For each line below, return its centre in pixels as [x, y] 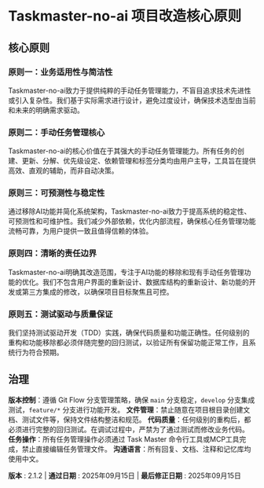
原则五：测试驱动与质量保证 [60, 314]
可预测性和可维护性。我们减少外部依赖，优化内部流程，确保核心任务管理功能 [132, 222]
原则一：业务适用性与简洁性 [60, 72]
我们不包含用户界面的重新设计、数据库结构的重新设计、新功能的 [145, 282]
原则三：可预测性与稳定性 [57, 193]
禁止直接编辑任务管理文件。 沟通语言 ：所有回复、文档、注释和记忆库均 [136, 449]
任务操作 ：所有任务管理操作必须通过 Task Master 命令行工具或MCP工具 [124, 439]
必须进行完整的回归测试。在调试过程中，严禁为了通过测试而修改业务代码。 [128, 429]
